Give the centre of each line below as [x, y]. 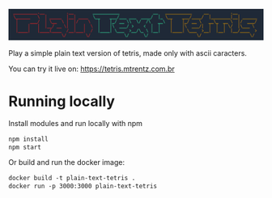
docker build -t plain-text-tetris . [72, 179]
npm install [28, 139]
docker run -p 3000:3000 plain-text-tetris [83, 187]
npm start [25, 147]
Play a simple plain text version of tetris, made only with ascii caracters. [127, 53]
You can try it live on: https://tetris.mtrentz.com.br [92, 69]
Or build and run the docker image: [67, 162]
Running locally [62, 101]
